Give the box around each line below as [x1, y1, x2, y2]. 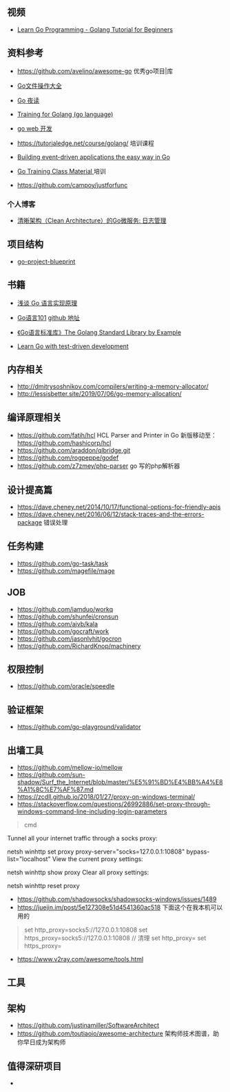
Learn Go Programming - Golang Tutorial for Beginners [17, 25, 174, 33]
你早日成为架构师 [17, 1038, 66, 1046]
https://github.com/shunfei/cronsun [17, 612, 118, 621]
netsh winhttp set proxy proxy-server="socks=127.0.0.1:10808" [7, 847, 185, 856]
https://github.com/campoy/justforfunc [17, 180, 128, 189]
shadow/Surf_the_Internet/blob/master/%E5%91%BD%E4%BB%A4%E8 [17, 778, 223, 787]
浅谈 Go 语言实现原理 [17, 299, 78, 307]
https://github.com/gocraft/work [17, 627, 109, 635]
